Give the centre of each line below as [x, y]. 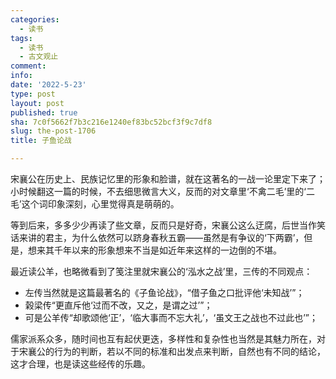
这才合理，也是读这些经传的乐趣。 [80, 364]
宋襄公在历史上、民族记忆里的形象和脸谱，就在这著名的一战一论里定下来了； [168, 179]
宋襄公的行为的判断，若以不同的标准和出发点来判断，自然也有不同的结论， [172, 351]
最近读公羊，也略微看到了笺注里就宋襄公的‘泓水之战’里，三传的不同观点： [161, 271]
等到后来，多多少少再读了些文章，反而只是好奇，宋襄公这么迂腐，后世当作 [163, 225]
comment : [28, 66]
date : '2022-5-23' [48, 85]
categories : [35, 19]
